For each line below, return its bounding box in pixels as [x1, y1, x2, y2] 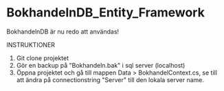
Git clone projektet [16, 53, 69, 62]
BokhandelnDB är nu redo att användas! [6, 27, 120, 36]
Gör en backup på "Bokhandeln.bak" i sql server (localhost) [16, 61, 186, 69]
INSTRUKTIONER [6, 40, 56, 49]
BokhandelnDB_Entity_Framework [6, 5, 205, 21]
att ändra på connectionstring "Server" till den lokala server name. [16, 75, 204, 83]
